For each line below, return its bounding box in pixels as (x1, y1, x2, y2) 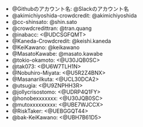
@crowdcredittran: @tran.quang (11, 25, 92, 32)
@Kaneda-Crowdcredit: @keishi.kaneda (11, 38, 111, 44)
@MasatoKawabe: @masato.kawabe (11, 50, 103, 57)
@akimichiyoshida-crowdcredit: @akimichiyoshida (11, 12, 137, 19)
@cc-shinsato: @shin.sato (11, 19, 78, 25)
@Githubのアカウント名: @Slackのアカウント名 (11, 5, 129, 12)
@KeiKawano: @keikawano (11, 44, 80, 51)
